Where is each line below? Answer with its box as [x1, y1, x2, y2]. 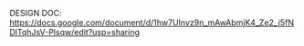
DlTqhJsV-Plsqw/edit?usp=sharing [9, 27, 140, 37]
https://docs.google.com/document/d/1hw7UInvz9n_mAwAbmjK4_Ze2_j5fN [9, 17, 295, 28]
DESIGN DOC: [9, 8, 62, 18]
